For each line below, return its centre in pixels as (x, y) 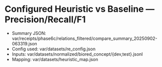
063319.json (25, 43)
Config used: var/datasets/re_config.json (53, 49)
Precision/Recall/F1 (45, 19)
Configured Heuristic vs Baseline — (80, 9)
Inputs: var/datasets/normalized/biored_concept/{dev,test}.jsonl (77, 54)
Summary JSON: (29, 33)
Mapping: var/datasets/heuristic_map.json (55, 59)
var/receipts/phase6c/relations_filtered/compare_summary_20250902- (84, 38)
